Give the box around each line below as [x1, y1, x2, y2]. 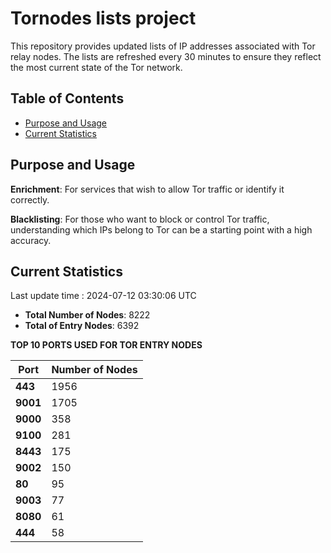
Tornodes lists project [10, 7, 197, 30]
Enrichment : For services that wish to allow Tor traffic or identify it [10, 183, 285, 195]
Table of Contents [10, 90, 125, 107]
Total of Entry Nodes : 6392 [24, 320, 140, 332]
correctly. [10, 193, 50, 206]
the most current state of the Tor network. [10, 61, 183, 73]
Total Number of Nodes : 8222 [24, 309, 151, 321]
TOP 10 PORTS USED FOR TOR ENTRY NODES [10, 339, 203, 351]
